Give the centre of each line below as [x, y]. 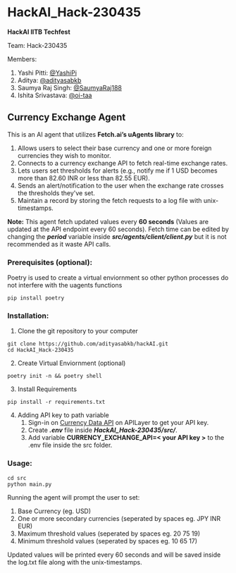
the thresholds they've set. [56, 193]
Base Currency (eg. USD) [54, 511]
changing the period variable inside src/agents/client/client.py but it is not [117, 236]
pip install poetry [36, 298]
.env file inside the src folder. [70, 445]
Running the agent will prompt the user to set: [74, 497]
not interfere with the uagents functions [65, 285]
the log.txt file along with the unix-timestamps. [75, 562]
